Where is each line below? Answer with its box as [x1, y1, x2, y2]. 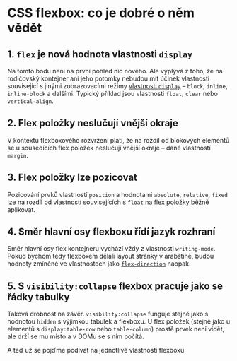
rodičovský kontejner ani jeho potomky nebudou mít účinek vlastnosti [7, 74, 210, 83]
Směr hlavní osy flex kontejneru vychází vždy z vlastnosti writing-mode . [7, 244, 216, 253]
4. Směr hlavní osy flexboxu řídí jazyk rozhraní [7, 226, 216, 238]
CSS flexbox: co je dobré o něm [7, 5, 195, 21]
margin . [7, 150, 28, 160]
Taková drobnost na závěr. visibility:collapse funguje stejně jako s [7, 309, 209, 319]
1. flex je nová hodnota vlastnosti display [7, 48, 193, 60]
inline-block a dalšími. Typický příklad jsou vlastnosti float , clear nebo [7, 90, 218, 97]
